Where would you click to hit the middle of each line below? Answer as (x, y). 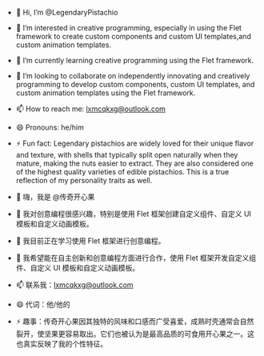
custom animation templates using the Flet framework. (106, 93)
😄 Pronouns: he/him (50, 127)
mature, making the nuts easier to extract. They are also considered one (135, 163)
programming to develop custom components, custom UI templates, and (135, 84)
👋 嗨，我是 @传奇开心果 (55, 197)
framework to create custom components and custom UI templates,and (134, 36)
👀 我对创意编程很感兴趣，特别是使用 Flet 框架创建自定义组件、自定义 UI (134, 214)
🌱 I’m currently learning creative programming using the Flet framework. (135, 60)
